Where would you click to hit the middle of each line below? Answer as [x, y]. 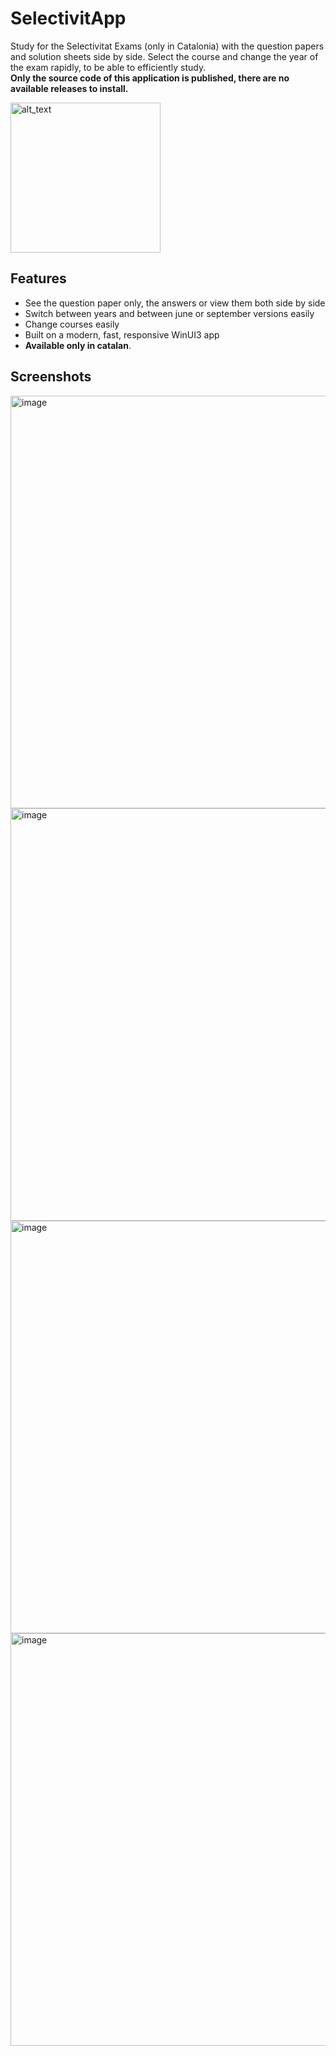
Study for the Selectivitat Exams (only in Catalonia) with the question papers [167, 46]
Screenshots [51, 377]
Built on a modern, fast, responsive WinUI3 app [122, 334]
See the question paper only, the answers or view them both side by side [175, 303]
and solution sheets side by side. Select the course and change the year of [164, 56]
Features [38, 278]
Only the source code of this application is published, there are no [150, 78]
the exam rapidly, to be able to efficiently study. [108, 67]
